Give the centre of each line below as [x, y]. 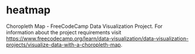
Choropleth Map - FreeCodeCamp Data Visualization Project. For [84, 26]
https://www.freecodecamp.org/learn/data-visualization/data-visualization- [97, 38]
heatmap [28, 10]
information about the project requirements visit [64, 32]
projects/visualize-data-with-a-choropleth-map [64, 45]
